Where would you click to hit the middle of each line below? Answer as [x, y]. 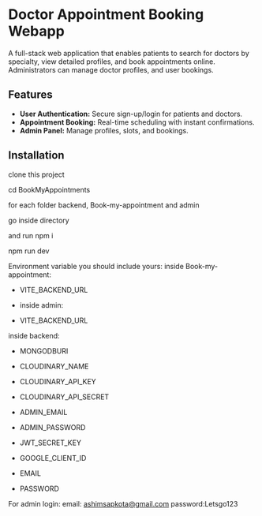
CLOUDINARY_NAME [54, 366]
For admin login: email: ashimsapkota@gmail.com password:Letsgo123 [123, 503]
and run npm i [31, 235]
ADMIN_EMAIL [43, 412]
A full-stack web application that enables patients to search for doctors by [129, 53]
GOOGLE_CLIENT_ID [53, 458]
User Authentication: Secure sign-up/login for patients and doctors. [131, 114]
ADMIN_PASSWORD [52, 427]
